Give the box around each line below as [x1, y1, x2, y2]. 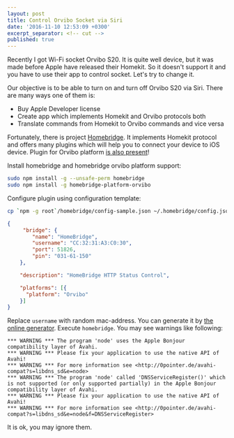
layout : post [7, 10, 45, 17]
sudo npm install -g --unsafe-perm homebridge [7, 175, 145, 182]
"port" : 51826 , [32, 246, 77, 254]
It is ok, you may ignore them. [7, 423, 93, 432]
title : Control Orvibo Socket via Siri [7, 17, 123, 24]
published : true [7, 36, 54, 43]
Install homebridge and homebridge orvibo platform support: [7, 161, 182, 170]
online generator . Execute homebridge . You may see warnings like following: [7, 324, 223, 333]
